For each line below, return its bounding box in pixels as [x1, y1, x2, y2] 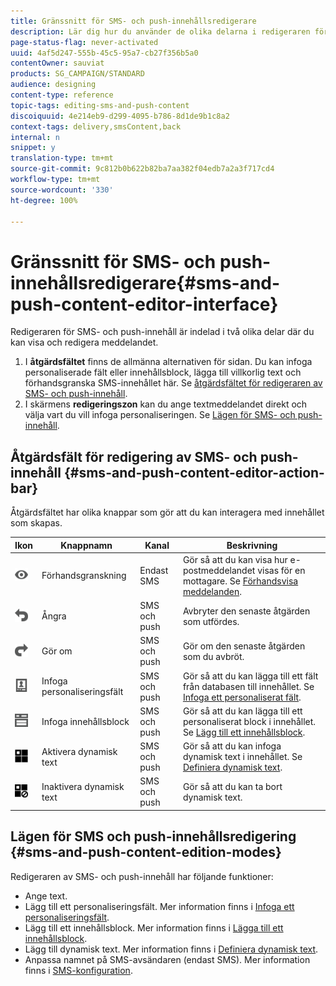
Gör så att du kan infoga [182, 740, 282, 752]
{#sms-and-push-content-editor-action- [63, 464, 325, 481]
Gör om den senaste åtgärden [182, 640, 306, 652]
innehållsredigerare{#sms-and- [10, 271, 281, 294]
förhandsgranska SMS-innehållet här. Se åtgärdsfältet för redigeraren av [24, 377, 323, 389]
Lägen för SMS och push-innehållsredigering [10, 828, 297, 845]
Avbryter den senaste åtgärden [182, 605, 311, 617]
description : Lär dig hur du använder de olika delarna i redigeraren [10, 26, 311, 37]
